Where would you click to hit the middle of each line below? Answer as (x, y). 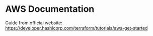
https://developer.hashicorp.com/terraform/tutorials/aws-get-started (76, 28)
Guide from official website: (34, 23)
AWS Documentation (50, 9)
